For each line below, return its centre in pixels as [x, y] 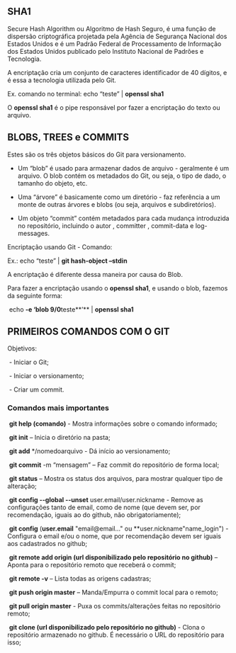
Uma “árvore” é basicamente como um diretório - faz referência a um [119, 197]
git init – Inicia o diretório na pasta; [60, 437]
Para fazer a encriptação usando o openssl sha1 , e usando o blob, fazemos [118, 288]
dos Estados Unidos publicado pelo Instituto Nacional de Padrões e [106, 51]
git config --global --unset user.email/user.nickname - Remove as [106, 499]
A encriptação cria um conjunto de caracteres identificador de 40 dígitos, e [117, 72]
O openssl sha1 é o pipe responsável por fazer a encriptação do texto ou [114, 107]
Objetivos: [22, 348]
